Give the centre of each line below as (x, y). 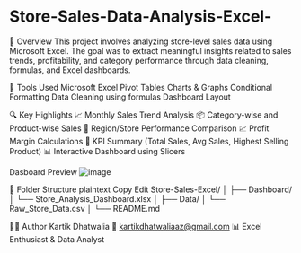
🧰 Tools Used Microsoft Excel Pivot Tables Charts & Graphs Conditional (141, 87)
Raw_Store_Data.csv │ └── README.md (84, 208)
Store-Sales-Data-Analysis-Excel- (141, 17)
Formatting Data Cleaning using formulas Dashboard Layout (120, 97)
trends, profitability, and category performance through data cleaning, (139, 60)
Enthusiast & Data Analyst (57, 239)
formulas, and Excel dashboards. (70, 70)
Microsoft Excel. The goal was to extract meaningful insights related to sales (150, 50)
